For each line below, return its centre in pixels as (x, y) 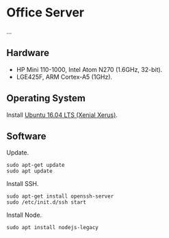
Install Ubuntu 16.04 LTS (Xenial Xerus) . (62, 115)
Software (26, 136)
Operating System (46, 98)
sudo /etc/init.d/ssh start (47, 202)
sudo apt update (29, 171)
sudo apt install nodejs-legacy (52, 228)
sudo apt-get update (36, 166)
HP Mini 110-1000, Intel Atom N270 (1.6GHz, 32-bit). (89, 69)
